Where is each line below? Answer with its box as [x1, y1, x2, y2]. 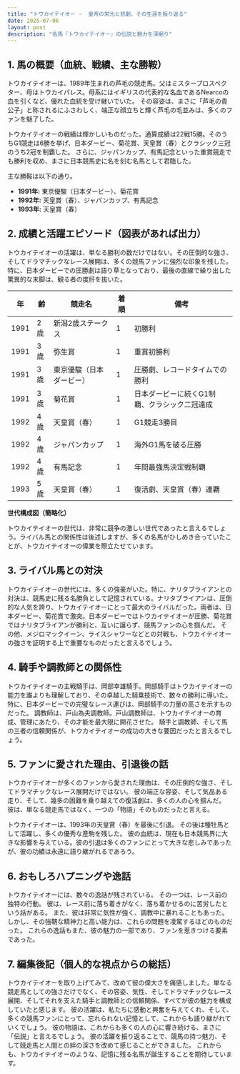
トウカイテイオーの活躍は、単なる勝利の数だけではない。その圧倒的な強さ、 [7, 248, 233, 257]
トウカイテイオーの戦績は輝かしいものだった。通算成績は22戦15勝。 [7, 130, 209, 139]
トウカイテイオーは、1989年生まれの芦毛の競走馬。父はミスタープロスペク [7, 79, 227, 88]
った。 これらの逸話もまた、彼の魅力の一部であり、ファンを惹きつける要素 [7, 926, 229, 935]
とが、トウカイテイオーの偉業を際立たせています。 [7, 541, 157, 550]
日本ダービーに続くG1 [134, 389, 209, 399]
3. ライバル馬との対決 [7, 565, 103, 577]
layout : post [7, 24, 46, 31]
